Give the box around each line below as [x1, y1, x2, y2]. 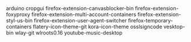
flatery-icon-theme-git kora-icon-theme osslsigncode [33, 23, 162, 30]
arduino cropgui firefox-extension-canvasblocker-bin [6, 5, 134, 12]
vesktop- [163, 23, 185, 30]
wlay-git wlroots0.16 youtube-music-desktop [15, 29, 123, 36]
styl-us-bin [6, 17, 33, 24]
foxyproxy [6, 11, 30, 18]
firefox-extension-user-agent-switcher [34, 17, 127, 24]
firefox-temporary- [128, 17, 173, 24]
